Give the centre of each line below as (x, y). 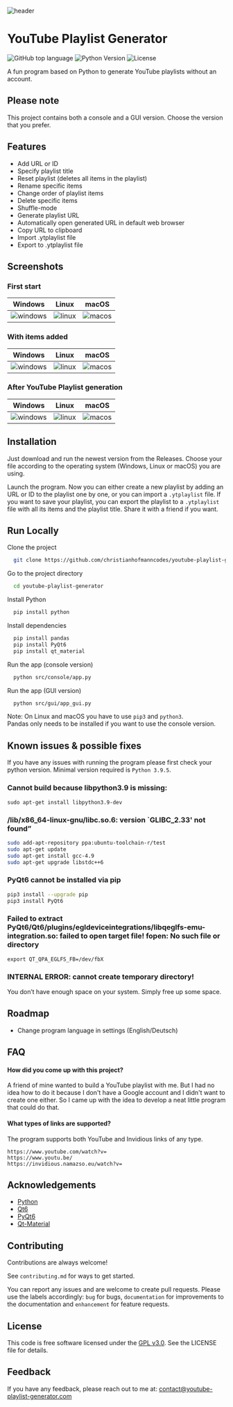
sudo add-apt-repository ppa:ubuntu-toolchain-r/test (87, 843)
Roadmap (28, 1014)
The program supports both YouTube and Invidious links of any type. (105, 1139)
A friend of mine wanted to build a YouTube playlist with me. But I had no (111, 1085)
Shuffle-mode (37, 208)
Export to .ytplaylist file (50, 245)
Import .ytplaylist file (46, 237)
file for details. (28, 1350)
